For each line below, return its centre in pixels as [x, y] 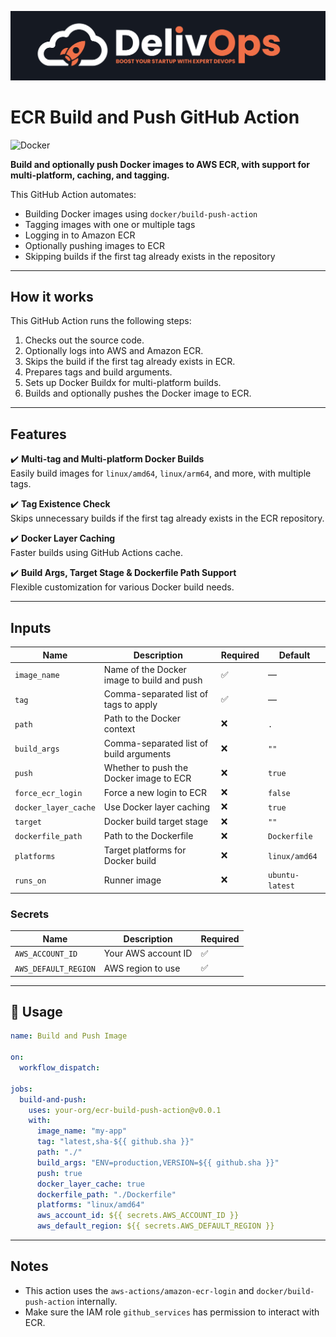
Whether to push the [146, 767]
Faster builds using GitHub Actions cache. [97, 553]
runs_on [30, 881]
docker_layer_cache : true [90, 1184]
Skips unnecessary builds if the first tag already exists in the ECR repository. [167, 518]
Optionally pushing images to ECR [94, 245]
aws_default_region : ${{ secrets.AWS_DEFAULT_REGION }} [155, 1226]
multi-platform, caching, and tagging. [90, 175]
